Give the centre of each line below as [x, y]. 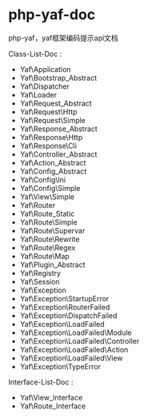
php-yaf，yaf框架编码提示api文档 [63, 38]
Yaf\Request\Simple [53, 120]
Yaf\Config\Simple [50, 188]
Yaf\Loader [38, 94]
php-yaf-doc [52, 15]
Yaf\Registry [40, 273]
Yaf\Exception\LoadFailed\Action [74, 349]
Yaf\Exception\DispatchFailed [68, 315]
